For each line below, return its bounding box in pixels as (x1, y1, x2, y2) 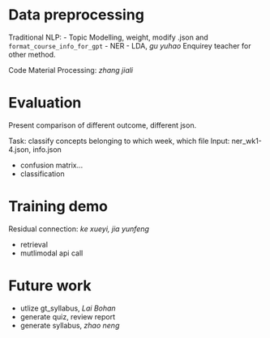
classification (19, 168, 65, 179)
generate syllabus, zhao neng (19, 320, 120, 330)
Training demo (8, 197, 108, 216)
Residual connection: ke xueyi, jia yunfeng (8, 224, 150, 234)
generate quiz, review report (19, 311, 116, 321)
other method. (8, 49, 56, 59)
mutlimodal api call (19, 248, 84, 258)
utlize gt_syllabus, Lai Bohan (19, 303, 116, 313)
